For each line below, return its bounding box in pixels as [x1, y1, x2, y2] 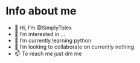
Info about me [5, 4, 77, 18]
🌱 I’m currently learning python [14, 37, 92, 44]
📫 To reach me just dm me [14, 50, 82, 57]
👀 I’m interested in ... [14, 30, 66, 37]
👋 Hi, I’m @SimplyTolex [14, 24, 72, 31]
